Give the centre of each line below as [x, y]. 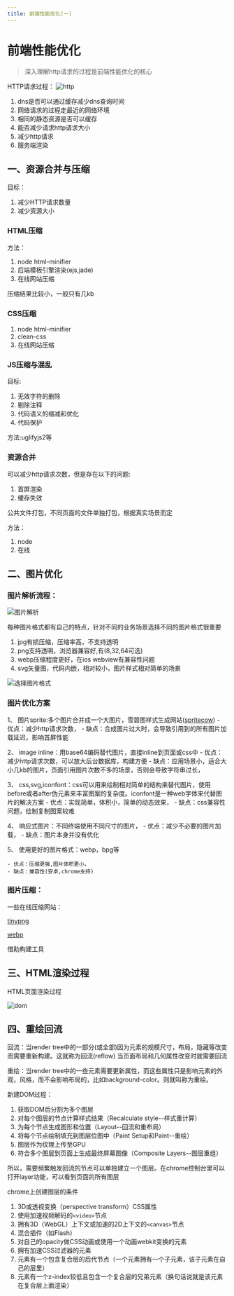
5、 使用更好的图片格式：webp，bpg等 [64, 850]
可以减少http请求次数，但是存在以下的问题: [69, 474]
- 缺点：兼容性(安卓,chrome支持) [51, 871]
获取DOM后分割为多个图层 [56, 1110]
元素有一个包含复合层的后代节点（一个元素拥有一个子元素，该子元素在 [118, 1260]
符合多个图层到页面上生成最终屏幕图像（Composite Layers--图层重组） [119, 1153]
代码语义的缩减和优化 [48, 414]
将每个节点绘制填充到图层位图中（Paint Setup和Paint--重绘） [105, 1135]
